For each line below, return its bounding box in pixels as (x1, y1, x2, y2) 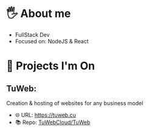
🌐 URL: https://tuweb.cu (15, 111, 76, 119)
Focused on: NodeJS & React (15, 37, 89, 45)
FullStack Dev (15, 31, 50, 38)
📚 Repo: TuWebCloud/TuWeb (15, 119, 91, 126)
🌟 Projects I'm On (6, 59, 95, 73)
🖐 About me (6, 7, 71, 21)
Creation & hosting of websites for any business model (6, 99, 144, 106)
